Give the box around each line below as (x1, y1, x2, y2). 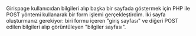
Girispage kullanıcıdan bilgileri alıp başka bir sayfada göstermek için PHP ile (6, 5, 190, 12)
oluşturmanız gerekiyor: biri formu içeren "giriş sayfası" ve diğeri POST (6, 17, 179, 24)
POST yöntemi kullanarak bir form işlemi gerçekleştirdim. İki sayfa (6, 11, 166, 18)
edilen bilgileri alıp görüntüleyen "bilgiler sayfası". (6, 23, 126, 30)
